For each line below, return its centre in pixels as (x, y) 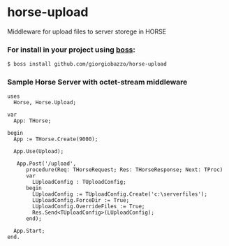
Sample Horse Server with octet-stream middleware (97, 82)
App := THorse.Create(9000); (56, 139)
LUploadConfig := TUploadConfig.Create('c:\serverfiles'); (120, 194)
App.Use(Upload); (39, 152)
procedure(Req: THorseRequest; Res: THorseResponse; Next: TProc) (124, 170)
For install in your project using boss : (72, 50)
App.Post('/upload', (46, 164)
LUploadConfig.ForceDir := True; (81, 201)
